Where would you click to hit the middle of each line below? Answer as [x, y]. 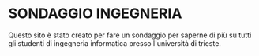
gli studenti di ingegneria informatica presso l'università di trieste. [114, 43]
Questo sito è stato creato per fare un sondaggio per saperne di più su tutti [130, 35]
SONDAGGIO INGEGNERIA [95, 14]
